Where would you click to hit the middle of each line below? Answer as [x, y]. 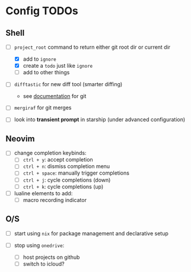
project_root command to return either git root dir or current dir [92, 47]
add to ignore [40, 59]
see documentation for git [55, 96]
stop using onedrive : [39, 245]
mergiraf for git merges [43, 107]
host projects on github [51, 257]
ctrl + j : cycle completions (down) [67, 180]
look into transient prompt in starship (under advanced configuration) [100, 119]
